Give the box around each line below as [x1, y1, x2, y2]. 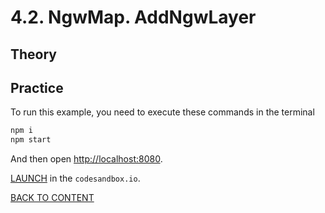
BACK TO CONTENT [10, 192, 95, 204]
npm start [10, 135, 52, 145]
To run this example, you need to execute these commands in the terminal [10, 106, 315, 118]
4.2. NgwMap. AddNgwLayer [10, 6, 257, 29]
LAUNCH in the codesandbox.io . [10, 172, 141, 185]
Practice [10, 79, 64, 96]
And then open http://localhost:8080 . [10, 153, 163, 165]
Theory [10, 46, 58, 63]
